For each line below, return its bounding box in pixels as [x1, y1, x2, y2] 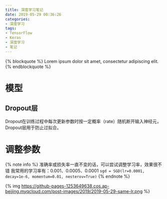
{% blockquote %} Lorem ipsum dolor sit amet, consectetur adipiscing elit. [5, 58, 159, 64]
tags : [5, 26, 16, 31]
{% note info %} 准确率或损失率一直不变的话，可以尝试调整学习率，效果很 [5, 161, 158, 167]
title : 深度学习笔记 [5, 7, 43, 12]
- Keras [5, 35, 21, 40]
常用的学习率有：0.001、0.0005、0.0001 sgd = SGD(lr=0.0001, [14, 167, 145, 173]
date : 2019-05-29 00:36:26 [5, 12, 61, 17]
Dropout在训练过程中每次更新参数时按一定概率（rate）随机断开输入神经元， [5, 118, 161, 124]
